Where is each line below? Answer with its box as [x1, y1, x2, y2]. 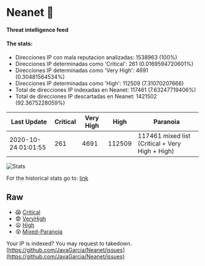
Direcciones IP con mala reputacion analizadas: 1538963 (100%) [15, 53, 178, 61]
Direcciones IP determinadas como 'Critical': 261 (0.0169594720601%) [15, 60, 194, 67]
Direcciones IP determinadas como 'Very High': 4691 [15, 67, 148, 74]
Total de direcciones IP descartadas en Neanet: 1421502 [15, 92, 157, 100]
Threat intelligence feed [6, 26, 69, 33]
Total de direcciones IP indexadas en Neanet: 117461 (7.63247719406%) [15, 86, 196, 94]
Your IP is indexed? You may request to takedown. [6, 240, 132, 247]
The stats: [6, 40, 33, 48]
